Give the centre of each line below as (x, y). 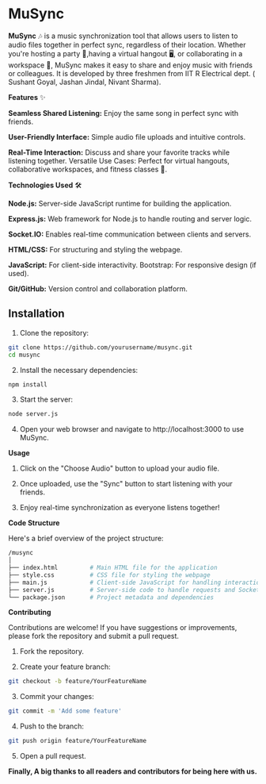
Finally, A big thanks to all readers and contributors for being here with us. (133, 771)
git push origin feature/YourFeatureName (78, 741)
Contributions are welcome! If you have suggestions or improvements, (123, 628)
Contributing (30, 613)
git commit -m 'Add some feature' (65, 711)
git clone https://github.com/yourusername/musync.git (101, 347)
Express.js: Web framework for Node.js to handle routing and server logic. (130, 218)
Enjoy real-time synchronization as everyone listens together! (120, 508)
